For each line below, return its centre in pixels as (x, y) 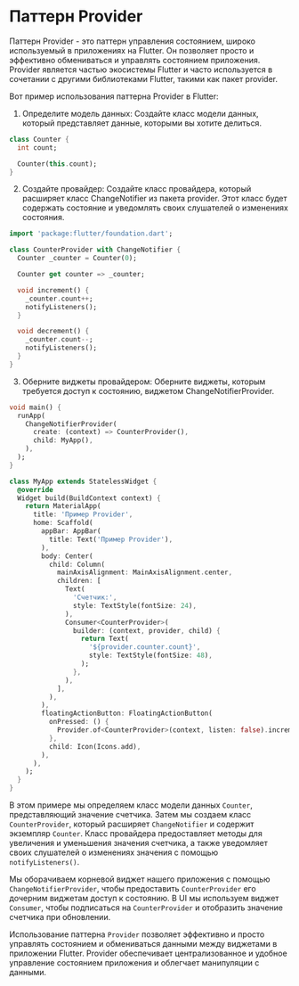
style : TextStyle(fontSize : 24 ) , (135, 605)
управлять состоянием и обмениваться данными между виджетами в (143, 944)
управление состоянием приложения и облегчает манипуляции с (134, 963)
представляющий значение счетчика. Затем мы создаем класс (130, 815)
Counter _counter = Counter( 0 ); (77, 259)
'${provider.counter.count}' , (145, 647)
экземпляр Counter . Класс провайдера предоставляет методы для (136, 834)
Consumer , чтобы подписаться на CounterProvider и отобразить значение (146, 908)
